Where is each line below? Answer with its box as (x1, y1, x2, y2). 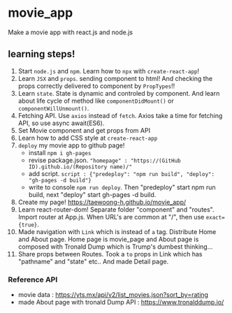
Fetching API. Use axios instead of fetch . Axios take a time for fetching (17, 111, 223, 119)
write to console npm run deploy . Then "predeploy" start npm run (28, 183, 216, 191)
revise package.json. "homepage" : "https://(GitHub (28, 156, 181, 164)
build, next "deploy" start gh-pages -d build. (28, 190, 157, 198)
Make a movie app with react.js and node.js (8, 28, 133, 36)
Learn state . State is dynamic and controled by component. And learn (17, 89, 220, 97)
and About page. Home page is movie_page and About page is (17, 235, 199, 243)
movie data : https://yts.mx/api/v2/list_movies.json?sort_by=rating (17, 291, 209, 299)
